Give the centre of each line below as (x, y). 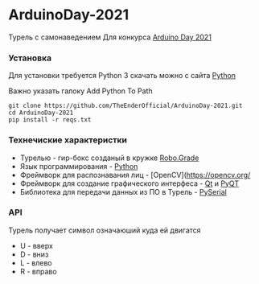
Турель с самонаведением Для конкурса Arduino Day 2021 (110, 37)
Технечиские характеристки (68, 140)
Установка (30, 58)
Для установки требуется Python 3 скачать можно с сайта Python (122, 76)
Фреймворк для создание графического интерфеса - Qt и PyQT (129, 183)
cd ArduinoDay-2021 (41, 113)
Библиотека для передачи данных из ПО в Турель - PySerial (123, 191)
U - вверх (37, 245)
